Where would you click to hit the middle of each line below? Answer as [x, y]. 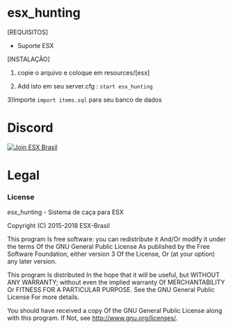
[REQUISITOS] [28, 32]
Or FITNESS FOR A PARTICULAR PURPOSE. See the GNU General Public [111, 290]
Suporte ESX [35, 45]
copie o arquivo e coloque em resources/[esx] [83, 72]
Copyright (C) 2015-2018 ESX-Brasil [58, 226]
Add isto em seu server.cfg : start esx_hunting [85, 86]
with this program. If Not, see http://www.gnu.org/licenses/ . [93, 318]
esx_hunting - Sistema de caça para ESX [65, 212]
